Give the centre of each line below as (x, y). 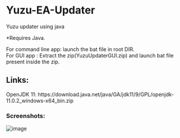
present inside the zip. (33, 62)
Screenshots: (26, 116)
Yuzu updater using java (35, 26)
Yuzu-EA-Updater (51, 10)
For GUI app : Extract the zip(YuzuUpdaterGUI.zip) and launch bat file (90, 55)
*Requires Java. (26, 38)
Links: (18, 80)
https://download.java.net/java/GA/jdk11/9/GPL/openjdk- (106, 94)
